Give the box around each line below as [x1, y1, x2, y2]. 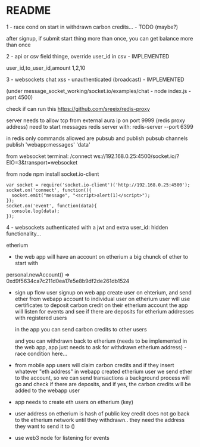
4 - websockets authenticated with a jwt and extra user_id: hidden [6, 223, 168, 231]
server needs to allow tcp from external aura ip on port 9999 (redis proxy [6, 117, 186, 124]
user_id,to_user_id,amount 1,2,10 [6, 64, 86, 72]
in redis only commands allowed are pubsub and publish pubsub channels [6, 135, 188, 142]
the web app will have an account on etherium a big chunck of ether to [14, 253, 189, 260]
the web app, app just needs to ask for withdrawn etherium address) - [14, 343, 187, 350]
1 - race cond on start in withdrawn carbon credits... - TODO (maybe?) [6, 23, 179, 30]
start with [14, 259, 39, 266]
